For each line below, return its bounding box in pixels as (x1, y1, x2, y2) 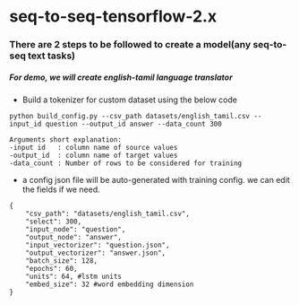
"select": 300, (25, 217, 82, 226)
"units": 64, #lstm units (25, 272, 123, 282)
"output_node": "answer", (25, 233, 123, 242)
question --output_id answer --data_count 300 (45, 119, 222, 129)
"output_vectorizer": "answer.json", (25, 248, 167, 257)
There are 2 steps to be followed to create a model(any (9, 39, 252, 51)
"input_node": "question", (25, 225, 126, 234)
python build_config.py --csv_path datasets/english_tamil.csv (9, 112, 251, 121)
